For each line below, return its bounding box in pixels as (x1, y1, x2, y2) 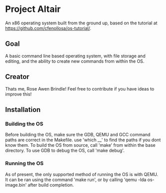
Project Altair (5, 3, 61, 15)
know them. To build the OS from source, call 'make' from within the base (5, 142, 156, 148)
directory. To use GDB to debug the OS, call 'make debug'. (5, 148, 125, 154)
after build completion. (27, 182, 74, 188)
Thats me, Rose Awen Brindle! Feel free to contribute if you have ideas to (5, 86, 155, 92)
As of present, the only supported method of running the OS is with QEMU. (5, 171, 159, 177)
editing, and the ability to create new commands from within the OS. (5, 58, 145, 64)
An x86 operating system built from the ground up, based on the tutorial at (5, 20, 158, 26)
